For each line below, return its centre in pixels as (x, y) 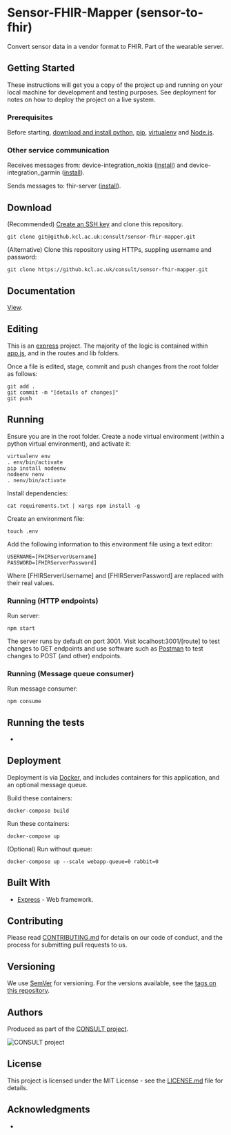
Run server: (23, 615)
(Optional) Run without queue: (50, 849)
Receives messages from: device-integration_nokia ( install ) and (98, 165)
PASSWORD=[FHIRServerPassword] (52, 563)
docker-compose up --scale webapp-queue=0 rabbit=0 (83, 861)
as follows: (22, 373)
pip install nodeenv (37, 468)
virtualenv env (29, 456)
